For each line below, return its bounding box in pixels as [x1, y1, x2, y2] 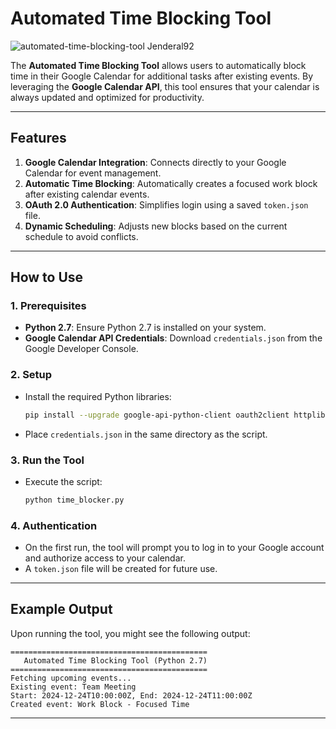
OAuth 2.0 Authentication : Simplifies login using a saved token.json [24, 198, 309, 211]
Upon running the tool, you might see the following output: [10, 627, 251, 639]
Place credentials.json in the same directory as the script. [24, 428, 268, 440]
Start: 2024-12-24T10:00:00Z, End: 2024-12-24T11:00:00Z [10, 690, 253, 701]
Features [10, 130, 67, 147]
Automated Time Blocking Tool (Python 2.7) [23, 655, 208, 666]
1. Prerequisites [10, 299, 87, 313]
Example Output [10, 601, 113, 618]
